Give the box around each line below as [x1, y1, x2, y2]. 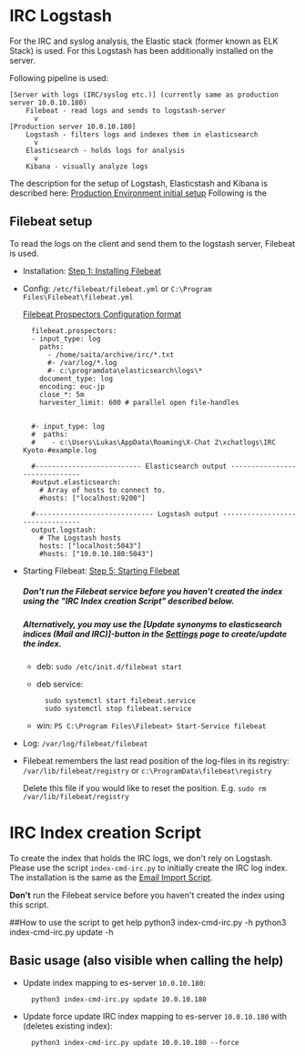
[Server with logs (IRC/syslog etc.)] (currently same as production [9, 90, 280, 99]
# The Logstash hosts [39, 533, 121, 543]
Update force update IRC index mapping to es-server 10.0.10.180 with [22, 1010, 288, 1021]
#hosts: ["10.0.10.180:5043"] [39, 549, 154, 558]
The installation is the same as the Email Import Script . [9, 872, 213, 883]
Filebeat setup [9, 214, 93, 229]
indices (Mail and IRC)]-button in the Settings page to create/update [22, 628, 288, 639]
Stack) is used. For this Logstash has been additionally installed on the [9, 45, 274, 56]
